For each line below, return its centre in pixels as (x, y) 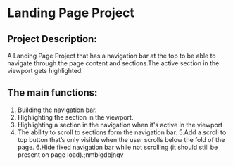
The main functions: (52, 93)
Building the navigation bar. (57, 110)
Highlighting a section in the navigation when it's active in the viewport (120, 124)
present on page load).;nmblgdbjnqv (70, 154)
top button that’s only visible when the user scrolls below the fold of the (121, 139)
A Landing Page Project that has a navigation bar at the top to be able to (112, 56)
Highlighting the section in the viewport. (75, 117)
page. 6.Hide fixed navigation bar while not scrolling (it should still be (118, 147)
